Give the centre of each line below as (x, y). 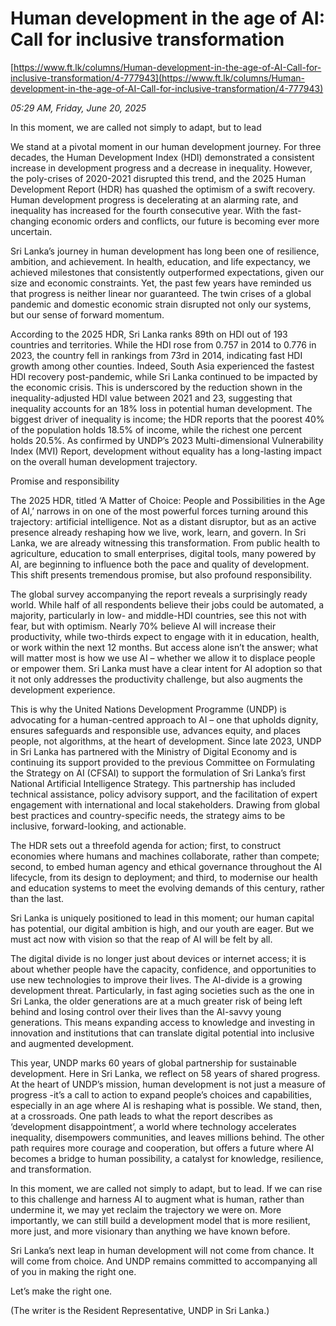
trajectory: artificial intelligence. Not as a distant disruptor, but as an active (163, 521)
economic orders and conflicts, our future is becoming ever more (185, 221)
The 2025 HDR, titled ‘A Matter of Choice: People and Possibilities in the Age (168, 500)
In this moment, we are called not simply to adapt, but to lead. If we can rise (166, 1188)
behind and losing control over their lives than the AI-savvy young (146, 1011)
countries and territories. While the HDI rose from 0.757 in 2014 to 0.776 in (163, 344)
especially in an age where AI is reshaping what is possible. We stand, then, (166, 1105)
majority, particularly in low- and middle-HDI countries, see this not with (158, 615)
